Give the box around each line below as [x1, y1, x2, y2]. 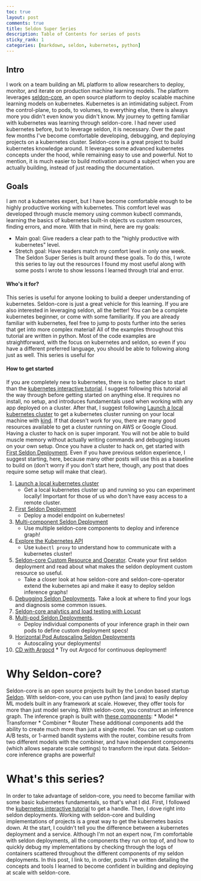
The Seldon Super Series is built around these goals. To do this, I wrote [14, 254, 191, 261]
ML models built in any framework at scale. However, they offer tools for [6, 700, 185, 707]
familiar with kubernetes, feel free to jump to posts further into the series [6, 319, 186, 326]
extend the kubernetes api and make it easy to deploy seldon [23, 582, 175, 589]
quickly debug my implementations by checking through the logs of [6, 843, 173, 850]
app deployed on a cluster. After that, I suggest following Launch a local [6, 404, 184, 411]
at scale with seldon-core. [6, 868, 71, 876]
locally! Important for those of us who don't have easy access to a [23, 492, 188, 500]
